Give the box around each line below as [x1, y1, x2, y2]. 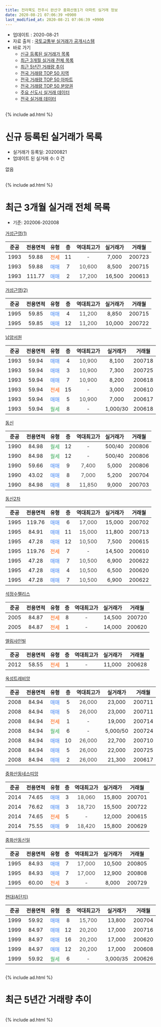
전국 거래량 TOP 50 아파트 [20, 76, 73, 83]
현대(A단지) [5, 894, 29, 900]
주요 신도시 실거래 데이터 [20, 89, 70, 95]
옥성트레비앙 [5, 675, 31, 682]
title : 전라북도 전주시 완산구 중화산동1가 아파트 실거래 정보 [5, 7, 118, 13]
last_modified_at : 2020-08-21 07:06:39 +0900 [5, 17, 104, 22]
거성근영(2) [5, 287, 28, 293]
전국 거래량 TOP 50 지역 [20, 70, 69, 76]
